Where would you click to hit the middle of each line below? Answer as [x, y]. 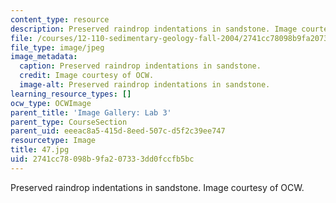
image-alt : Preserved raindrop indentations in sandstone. [145, 85]
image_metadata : [44, 57]
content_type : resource [60, 19]
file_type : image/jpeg [57, 47]
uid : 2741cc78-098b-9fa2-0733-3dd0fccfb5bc [102, 159]
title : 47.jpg [40, 150]
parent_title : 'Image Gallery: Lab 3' [91, 112]
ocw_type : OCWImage [51, 103]
